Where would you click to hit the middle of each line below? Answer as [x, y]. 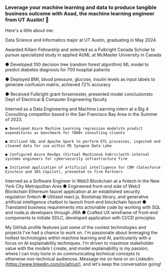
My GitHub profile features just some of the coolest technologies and [76, 227]
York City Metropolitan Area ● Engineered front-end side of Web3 [73, 186]
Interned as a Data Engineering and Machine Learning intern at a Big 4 [77, 109]
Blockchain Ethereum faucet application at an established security [73, 191]
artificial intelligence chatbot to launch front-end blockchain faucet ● [76, 202]
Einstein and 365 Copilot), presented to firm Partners [64, 172]
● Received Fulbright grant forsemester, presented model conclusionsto [79, 94]
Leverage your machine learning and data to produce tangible [81, 7]
